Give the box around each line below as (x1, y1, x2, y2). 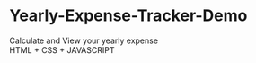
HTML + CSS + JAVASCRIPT (9, 44, 115, 55)
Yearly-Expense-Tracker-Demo (9, 5, 248, 26)
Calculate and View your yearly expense (9, 35, 159, 46)
